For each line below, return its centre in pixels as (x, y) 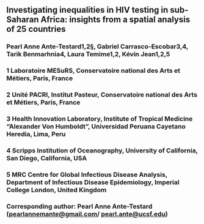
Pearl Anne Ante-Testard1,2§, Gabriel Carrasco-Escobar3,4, (97, 47)
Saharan (23, 20)
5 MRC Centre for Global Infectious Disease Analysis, (87, 174)
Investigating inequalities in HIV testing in (87, 10)
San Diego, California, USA (47, 158)
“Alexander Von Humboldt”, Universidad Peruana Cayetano (96, 127)
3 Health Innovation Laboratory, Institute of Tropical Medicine (100, 119)
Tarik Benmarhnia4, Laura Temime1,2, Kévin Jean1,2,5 (88, 54)
